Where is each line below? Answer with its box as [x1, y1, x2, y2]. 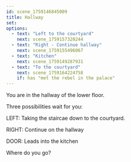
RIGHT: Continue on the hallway [6, 126, 84, 133]
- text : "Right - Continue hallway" [11, 42, 102, 48]
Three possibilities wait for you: [6, 103, 83, 110]
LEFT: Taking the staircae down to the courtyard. [6, 114, 126, 122]
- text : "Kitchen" [11, 53, 57, 59]
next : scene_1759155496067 [17, 48, 84, 54]
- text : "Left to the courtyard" [11, 31, 94, 37]
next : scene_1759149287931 [17, 58, 84, 64]
